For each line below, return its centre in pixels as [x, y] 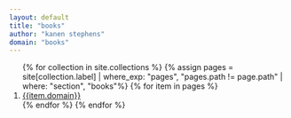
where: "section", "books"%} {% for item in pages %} [120, 86]
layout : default [39, 17]
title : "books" [37, 26]
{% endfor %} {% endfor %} [74, 105]
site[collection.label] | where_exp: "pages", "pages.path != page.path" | [152, 77]
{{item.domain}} [51, 96]
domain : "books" [39, 42]
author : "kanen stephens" [57, 34]
